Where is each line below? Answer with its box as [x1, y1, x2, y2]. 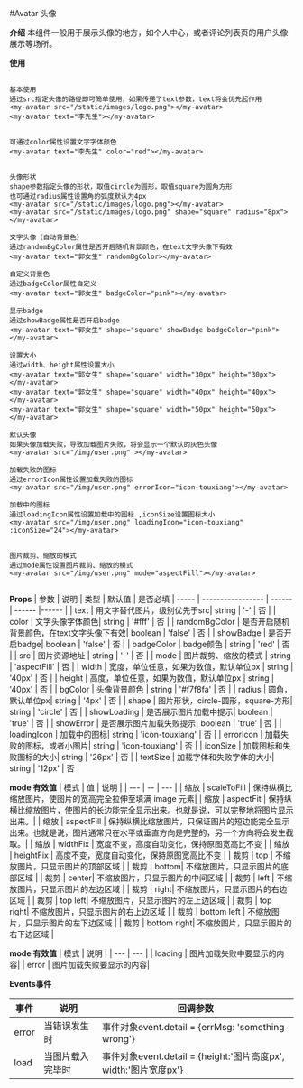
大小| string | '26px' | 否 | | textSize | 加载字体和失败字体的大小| [40, 752, 275, 762]
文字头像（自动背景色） [9, 233, 84, 242]
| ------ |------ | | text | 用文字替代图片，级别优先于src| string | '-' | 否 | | [9, 605, 277, 616]
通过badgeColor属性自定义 [9, 279, 97, 288]
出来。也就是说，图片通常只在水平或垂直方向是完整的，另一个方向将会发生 [9, 827, 286, 838]
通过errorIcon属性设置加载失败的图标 [9, 475, 133, 484]
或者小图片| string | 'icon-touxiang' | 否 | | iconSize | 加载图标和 [48, 740, 283, 751]
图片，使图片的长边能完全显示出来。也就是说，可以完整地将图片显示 [40, 804, 294, 815]
